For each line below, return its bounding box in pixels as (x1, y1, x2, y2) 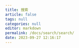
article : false (5, 12, 37, 17)
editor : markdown (5, 26, 41, 31)
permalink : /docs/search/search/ (5, 30, 75, 35)
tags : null (5, 16, 28, 21)
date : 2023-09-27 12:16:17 (5, 35, 61, 40)
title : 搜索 (5, 7, 28, 12)
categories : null (5, 21, 41, 26)
